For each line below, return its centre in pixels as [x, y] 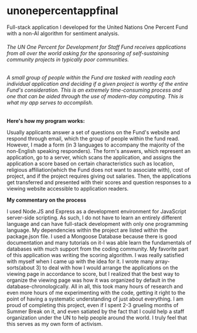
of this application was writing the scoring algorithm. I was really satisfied [95, 255]
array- [162, 261]
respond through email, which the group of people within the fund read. [93, 138]
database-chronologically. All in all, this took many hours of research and [95, 286]
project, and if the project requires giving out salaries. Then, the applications [99, 176]
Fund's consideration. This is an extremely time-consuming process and [94, 90]
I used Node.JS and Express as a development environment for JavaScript [96, 211]
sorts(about [21, 267]
